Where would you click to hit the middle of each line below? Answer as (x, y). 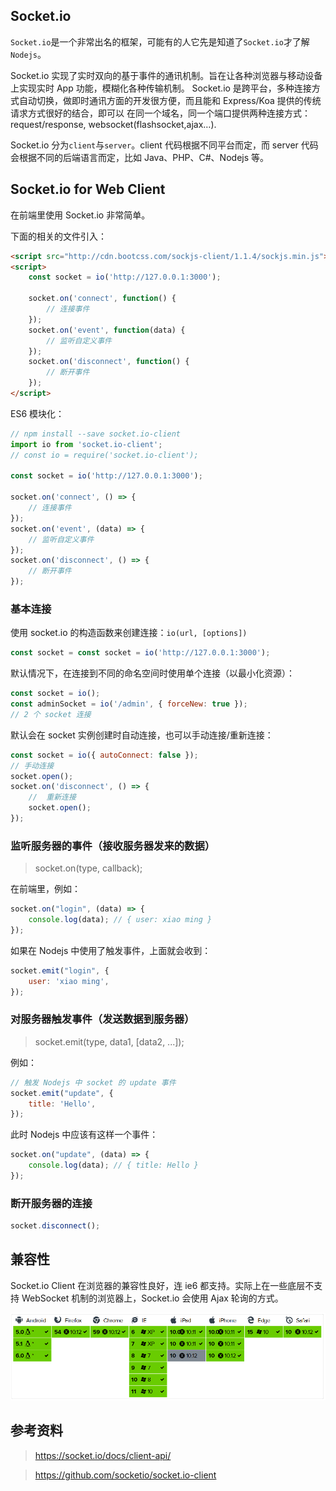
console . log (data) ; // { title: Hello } (113, 1165)
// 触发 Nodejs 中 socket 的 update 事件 (93, 1082)
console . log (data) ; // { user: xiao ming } (120, 920)
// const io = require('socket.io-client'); (104, 455)
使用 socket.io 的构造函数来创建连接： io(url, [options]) (129, 633)
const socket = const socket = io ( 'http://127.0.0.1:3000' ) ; (140, 653)
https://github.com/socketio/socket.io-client (125, 1475)
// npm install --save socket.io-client (96, 434)
